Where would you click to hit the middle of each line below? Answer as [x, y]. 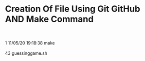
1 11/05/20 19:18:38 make [30, 43]
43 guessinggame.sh [26, 53]
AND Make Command [49, 19]
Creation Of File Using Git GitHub [72, 9]
